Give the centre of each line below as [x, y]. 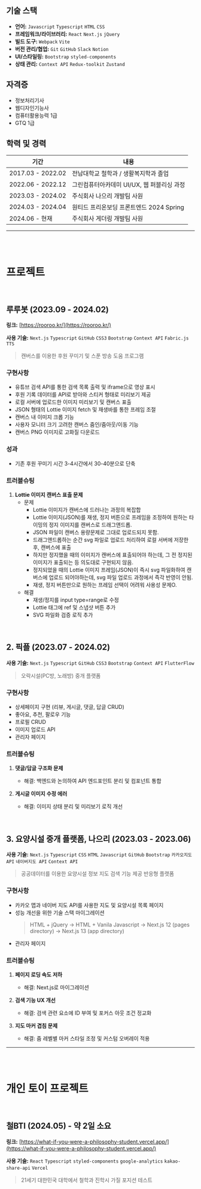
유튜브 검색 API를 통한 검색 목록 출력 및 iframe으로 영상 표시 [85, 387]
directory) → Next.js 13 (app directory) [77, 931]
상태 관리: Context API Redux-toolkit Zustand [70, 64]
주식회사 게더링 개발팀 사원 [108, 219]
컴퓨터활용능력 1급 [36, 115]
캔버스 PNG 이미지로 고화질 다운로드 [57, 432]
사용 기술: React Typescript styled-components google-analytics [85, 1161]
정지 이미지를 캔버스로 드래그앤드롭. [90, 525]
